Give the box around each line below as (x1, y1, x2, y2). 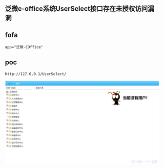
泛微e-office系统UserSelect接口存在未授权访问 (5, 4, 148, 13)
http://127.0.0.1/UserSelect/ (5, 72, 67, 77)
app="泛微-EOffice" (5, 45, 43, 50)
